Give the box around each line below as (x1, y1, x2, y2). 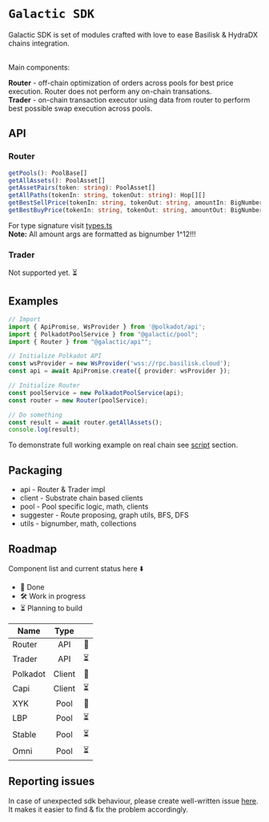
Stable (12, 729, 37, 740)
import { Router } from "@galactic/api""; (8, 337, 152, 346)
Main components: (8, 62, 70, 72)
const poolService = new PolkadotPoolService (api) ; (8, 389, 184, 397)
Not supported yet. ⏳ (8, 268, 78, 278)
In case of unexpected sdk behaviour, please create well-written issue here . (8, 796, 259, 805)
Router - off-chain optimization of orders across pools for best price (8, 78, 234, 87)
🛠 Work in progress (19, 591, 86, 601)
